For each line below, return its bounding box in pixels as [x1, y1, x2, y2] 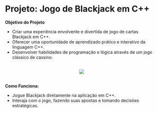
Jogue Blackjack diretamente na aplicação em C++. [12, 92, 116, 98]
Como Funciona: [5, 83, 39, 89]
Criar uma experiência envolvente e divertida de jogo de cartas [12, 28, 139, 34]
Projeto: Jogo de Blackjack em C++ [5, 3, 150, 14]
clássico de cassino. [12, 54, 53, 60]
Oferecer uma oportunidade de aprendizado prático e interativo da [12, 39, 146, 44]
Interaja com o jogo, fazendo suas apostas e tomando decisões [12, 98, 140, 103]
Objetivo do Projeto [5, 19, 45, 25]
